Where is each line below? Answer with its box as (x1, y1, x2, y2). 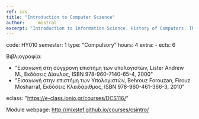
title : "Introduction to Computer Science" (6, 14, 115, 20)
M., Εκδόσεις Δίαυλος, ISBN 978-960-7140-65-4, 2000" (14, 70, 153, 78)
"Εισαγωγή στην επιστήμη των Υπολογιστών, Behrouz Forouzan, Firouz (14, 77, 191, 84)
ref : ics (6, 8, 28, 15)
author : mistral (6, 20, 57, 25)
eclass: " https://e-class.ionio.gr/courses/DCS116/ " (6, 95, 129, 102)
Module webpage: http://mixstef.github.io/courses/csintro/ (6, 106, 149, 113)
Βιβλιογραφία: (6, 53, 42, 60)
